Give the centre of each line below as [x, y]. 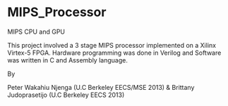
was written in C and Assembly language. [68, 60]
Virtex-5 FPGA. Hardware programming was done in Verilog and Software [114, 53]
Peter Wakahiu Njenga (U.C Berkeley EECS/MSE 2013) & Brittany [101, 87]
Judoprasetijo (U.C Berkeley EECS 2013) [66, 95]
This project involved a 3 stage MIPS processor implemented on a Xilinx [112, 45]
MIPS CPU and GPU [36, 32]
